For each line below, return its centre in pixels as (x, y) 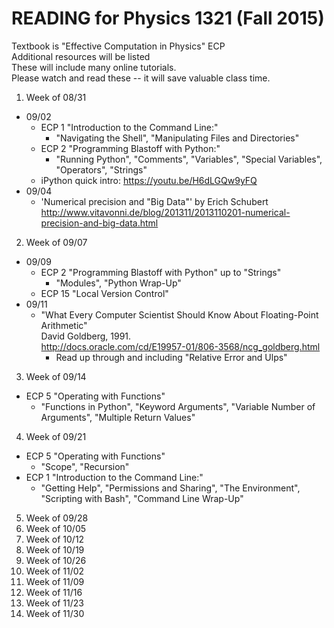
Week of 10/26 (56, 560)
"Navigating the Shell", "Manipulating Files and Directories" (177, 138)
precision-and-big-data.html (99, 223)
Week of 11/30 (55, 613)
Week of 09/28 (57, 518)
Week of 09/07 (56, 242)
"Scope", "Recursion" (85, 466)
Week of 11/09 (55, 581)
